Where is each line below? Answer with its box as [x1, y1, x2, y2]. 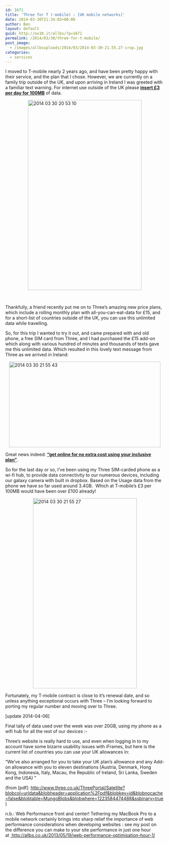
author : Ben [5, 21, 30, 27]
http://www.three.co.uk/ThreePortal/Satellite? [30, 785, 125, 791]
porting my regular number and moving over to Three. [5, 703, 118, 710]
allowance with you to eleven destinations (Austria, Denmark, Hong [12, 764, 151, 771]
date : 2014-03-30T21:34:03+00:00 [5, 17, 76, 22]
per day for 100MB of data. [5, 90, 62, 96]
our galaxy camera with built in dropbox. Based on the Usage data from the [5, 478, 161, 484]
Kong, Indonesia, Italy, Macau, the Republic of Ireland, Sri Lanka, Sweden [5, 769, 157, 776]
